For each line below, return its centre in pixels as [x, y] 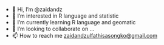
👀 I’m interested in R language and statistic [65, 16]
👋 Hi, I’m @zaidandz [37, 9]
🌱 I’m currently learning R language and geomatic [74, 22]
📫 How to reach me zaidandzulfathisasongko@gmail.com [85, 36]
